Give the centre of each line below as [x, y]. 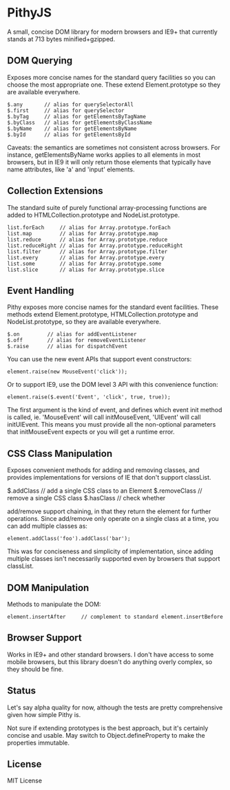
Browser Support [45, 638]
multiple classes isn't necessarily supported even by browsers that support [114, 559]
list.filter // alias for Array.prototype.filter [87, 252]
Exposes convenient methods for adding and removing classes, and [103, 470]
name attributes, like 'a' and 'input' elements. [71, 169]
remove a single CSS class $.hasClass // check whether [86, 498]
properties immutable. [39, 743]
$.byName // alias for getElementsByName [72, 129]
